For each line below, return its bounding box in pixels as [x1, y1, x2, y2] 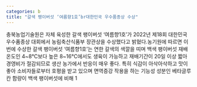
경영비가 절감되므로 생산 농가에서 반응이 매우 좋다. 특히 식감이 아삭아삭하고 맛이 [6, 60, 188, 67]
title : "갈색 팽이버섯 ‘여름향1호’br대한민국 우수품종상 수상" [6, 14, 138, 20]
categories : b [6, 8, 41, 15]
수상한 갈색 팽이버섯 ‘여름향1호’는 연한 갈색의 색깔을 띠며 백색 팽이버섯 [16, 45, 178, 53]
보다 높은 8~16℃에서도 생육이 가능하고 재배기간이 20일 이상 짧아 [37, 53, 188, 60]
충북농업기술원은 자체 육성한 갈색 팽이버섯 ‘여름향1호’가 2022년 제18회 [6, 30, 168, 38]
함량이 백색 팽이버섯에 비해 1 [12, 74, 78, 82]
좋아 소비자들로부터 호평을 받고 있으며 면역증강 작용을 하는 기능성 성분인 [6, 67, 171, 74]
